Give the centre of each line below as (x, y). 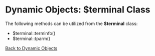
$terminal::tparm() (31, 38)
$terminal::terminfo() (34, 33)
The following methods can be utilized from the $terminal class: (71, 23)
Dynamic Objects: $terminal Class (78, 10)
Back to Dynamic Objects (31, 48)
